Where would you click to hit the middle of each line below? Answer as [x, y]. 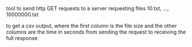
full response [22, 38]
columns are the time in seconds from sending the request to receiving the [96, 32]
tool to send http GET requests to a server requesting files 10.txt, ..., [88, 8]
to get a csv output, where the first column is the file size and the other [92, 26]
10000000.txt [23, 15]
